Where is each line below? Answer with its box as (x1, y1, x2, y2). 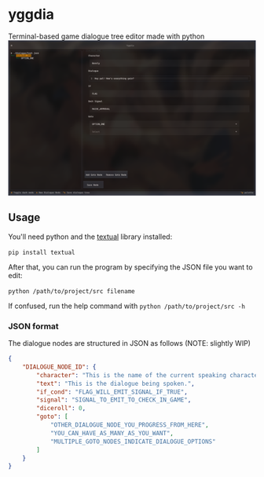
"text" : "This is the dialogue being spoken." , (36, 380, 195, 387)
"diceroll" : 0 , (36, 405, 86, 413)
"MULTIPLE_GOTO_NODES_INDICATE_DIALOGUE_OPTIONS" (49, 438, 216, 446)
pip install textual (8, 248, 76, 256)
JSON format (8, 321, 59, 332)
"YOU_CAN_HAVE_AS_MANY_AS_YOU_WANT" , (49, 429, 174, 437)
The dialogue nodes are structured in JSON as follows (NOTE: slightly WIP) (8, 339, 251, 348)
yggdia (8, 6, 55, 24)
